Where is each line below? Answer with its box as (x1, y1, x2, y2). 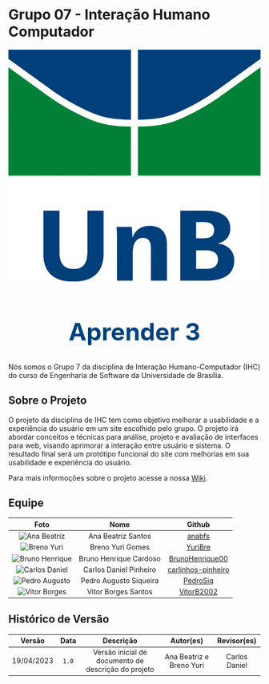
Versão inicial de (93, 647, 148, 658)
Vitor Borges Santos (86, 587, 153, 597)
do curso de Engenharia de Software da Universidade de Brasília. (8, 370, 224, 380)
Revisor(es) (217, 636, 257, 646)
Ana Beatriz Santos (87, 531, 152, 541)
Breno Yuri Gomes (89, 542, 151, 552)
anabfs (187, 531, 211, 541)
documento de (95, 656, 144, 666)
